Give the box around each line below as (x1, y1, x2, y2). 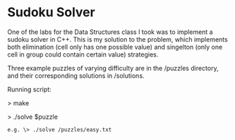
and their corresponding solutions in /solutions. (7, 71, 145, 80)
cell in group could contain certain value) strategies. (7, 50, 159, 59)
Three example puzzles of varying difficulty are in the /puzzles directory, (7, 64, 219, 72)
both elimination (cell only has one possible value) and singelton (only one (7, 42, 223, 51)
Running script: (7, 85, 52, 93)
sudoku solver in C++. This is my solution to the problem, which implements (7, 35, 228, 43)
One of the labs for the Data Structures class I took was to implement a (7, 28, 213, 36)
